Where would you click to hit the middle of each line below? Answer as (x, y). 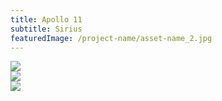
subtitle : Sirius (46, 29)
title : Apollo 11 (46, 19)
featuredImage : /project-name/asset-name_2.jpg (111, 38)
